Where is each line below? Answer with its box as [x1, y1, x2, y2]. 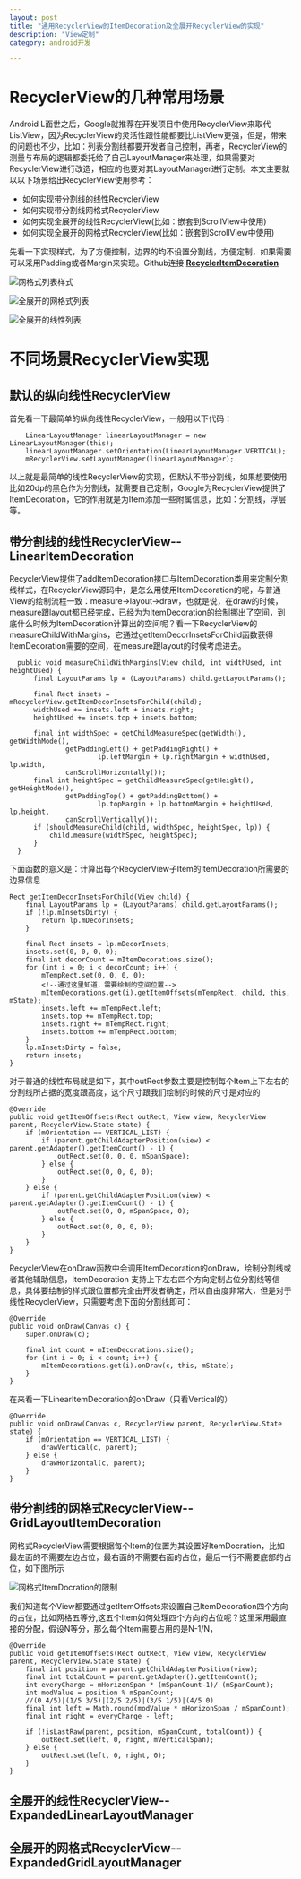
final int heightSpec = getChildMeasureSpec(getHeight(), [32, 776, 254, 785]
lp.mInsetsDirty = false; [25, 1043, 123, 1052]
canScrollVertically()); [65, 815, 159, 824]
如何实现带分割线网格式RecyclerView [21, 205, 159, 216]
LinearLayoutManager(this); [9, 439, 115, 448]
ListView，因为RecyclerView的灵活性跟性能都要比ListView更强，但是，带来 [9, 130, 287, 141]
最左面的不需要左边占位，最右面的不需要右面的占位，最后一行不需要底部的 [9, 1551, 284, 1562]
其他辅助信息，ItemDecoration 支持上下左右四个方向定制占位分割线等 [16, 1274, 273, 1284]
